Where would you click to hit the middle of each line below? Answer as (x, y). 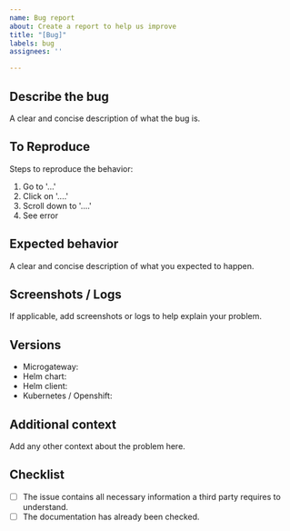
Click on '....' (45, 195)
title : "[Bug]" (38, 35)
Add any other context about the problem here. (98, 446)
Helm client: (45, 386)
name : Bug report (42, 18)
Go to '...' (39, 186)
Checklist (37, 475)
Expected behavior (64, 244)
